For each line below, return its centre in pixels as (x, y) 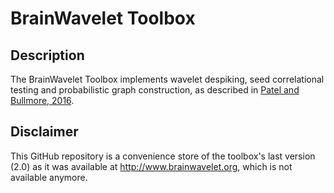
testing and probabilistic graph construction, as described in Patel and (155, 90)
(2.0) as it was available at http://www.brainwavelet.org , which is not (151, 166)
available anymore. (49, 177)
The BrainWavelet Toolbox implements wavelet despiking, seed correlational (167, 79)
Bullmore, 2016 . (42, 100)
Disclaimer (44, 132)
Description (47, 55)
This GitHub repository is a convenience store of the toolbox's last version (163, 156)
